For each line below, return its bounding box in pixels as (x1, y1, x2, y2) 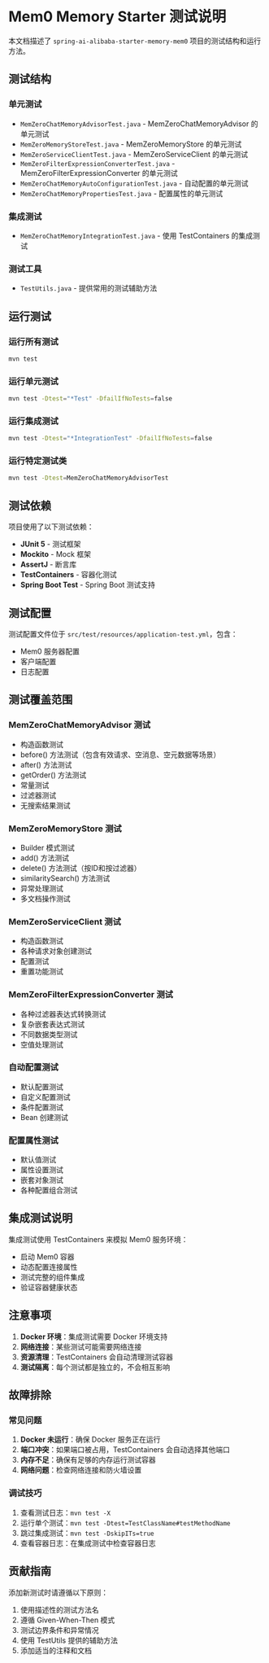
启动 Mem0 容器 (20, 1251, 75, 1262)
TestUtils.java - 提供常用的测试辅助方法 (20, 283, 158, 293)
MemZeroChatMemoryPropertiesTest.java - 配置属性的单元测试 (20, 188, 223, 198)
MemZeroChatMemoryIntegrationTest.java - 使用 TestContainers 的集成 (20, 230, 254, 240)
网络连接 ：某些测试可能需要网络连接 (20, 1341, 142, 1351)
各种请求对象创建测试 (20, 946, 92, 956)
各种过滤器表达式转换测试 (20, 1009, 106, 1018)
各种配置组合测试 (20, 1185, 78, 1195)
